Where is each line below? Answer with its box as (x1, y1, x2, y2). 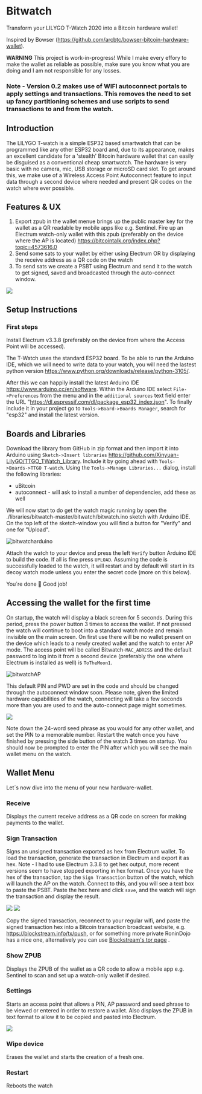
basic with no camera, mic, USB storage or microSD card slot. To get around (6, 165, 196, 172)
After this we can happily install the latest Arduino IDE (6, 379, 140, 386)
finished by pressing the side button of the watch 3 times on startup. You (6, 737, 188, 745)
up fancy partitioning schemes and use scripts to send (6, 97, 169, 105)
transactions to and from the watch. (6, 105, 113, 113)
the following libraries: (6, 470, 62, 477)
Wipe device (6, 1040, 44, 1048)
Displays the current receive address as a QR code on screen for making (6, 812, 187, 820)
